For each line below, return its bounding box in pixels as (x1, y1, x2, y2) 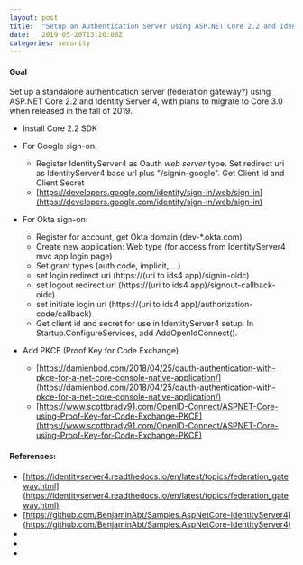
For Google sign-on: (22, 141, 97, 152)
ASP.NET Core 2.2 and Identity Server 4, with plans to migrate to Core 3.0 (9, 96, 284, 107)
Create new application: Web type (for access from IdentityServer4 (35, 241, 286, 252)
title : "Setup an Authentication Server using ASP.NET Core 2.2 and (9, 22, 277, 31)
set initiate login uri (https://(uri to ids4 (35, 299, 179, 310)
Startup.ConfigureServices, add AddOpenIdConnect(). (35, 327, 238, 339)
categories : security (9, 38, 91, 48)
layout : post (9, 13, 59, 23)
